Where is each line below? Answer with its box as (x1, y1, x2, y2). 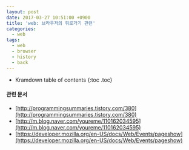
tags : (6, 37, 20, 43)
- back (12, 59, 28, 65)
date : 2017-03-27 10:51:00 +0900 (6, 15, 91, 21)
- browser (12, 48, 36, 54)
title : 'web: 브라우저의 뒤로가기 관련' (6, 20, 96, 26)
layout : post (6, 8, 39, 15)
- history (12, 54, 36, 60)
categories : (6, 25, 36, 32)
